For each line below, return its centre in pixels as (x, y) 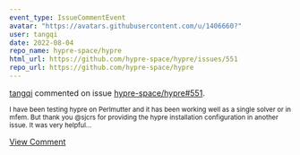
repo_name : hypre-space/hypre (66, 51)
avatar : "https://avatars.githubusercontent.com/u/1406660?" (126, 26)
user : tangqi (34, 34)
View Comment (38, 142)
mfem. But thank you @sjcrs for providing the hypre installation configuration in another (144, 117)
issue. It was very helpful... (51, 125)
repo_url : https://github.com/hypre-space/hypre (102, 68)
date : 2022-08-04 (42, 43)
